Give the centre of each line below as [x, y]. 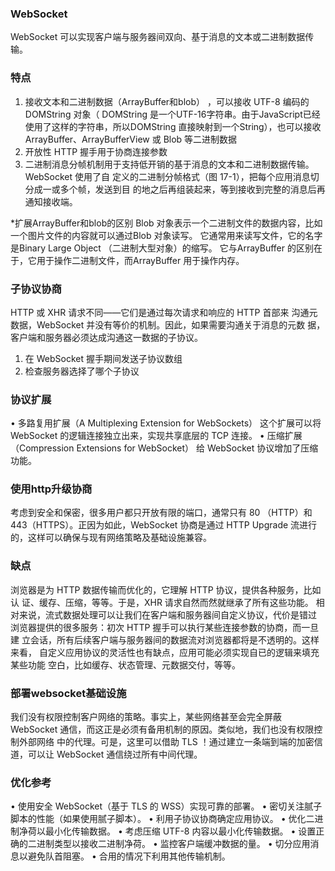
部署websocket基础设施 [68, 693]
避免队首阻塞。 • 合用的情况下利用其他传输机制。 [129, 856]
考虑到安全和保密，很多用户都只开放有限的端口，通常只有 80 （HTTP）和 [161, 513]
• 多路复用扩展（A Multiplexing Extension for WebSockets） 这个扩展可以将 [166, 423]
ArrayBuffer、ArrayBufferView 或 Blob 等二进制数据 [131, 139]
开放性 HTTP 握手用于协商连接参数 [96, 151]
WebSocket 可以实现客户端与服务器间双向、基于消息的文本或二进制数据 [158, 37]
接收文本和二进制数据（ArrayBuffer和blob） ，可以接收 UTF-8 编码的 [167, 101]
